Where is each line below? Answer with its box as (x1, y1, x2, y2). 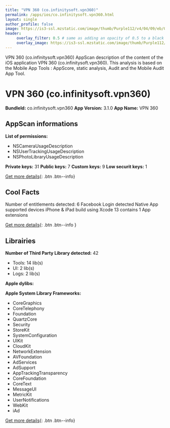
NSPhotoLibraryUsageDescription (12, 153, 83, 160)
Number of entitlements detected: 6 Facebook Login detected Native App (5, 201, 158, 208)
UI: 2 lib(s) (12, 265, 34, 271)
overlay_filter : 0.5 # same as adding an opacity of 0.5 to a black (16, 36, 164, 41)
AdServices (12, 359, 37, 365)
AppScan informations (5, 120, 78, 128)
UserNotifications (12, 397, 50, 403)
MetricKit (12, 392, 32, 398)
